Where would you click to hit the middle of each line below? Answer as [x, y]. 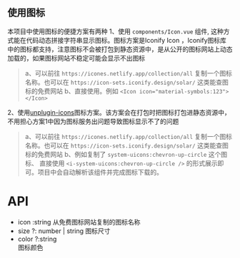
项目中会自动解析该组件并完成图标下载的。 [100, 172]
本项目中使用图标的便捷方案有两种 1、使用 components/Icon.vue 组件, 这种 [115, 31]
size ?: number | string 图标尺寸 [64, 231]
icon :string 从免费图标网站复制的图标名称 [79, 222]
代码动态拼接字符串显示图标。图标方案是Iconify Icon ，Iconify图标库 [126, 40]
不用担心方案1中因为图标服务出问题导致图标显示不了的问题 [93, 121]
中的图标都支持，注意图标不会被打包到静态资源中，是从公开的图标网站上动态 [120, 49]
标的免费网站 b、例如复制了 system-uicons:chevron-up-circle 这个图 [126, 154]
